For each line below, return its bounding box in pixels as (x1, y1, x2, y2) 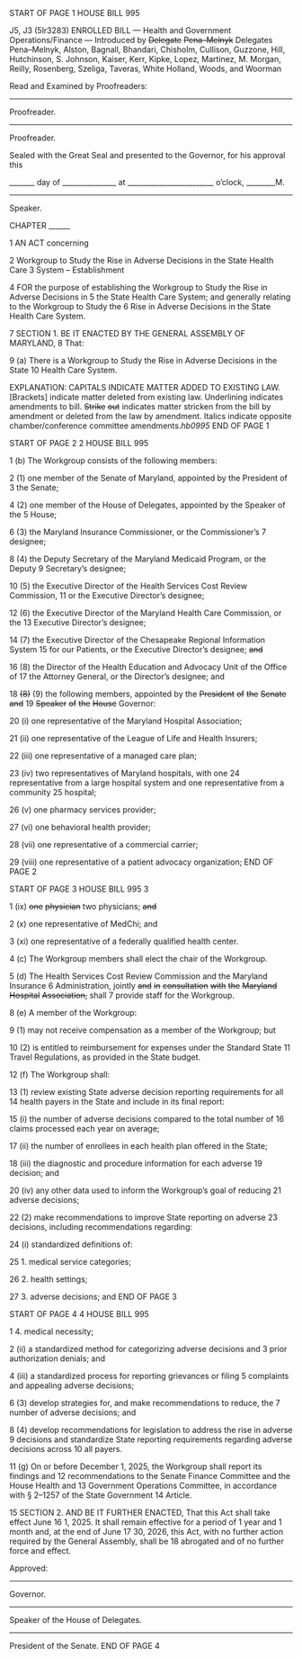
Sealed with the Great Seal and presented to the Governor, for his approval (9, 150, 286, 160)
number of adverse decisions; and (9, 1407, 137, 1418)
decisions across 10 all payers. (9, 1444, 123, 1454)
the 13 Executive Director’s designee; (9, 617, 147, 628)
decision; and (9, 1168, 60, 1178)
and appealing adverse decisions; (9, 1380, 135, 1391)
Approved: (9, 1563, 49, 1573)
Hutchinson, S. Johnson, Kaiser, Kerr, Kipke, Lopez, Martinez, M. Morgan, (9, 54, 281, 64)
